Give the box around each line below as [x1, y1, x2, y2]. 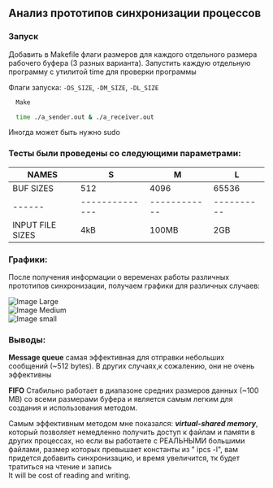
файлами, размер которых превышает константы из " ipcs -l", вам [8, 445, 238, 455]
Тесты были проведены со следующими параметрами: [8, 148, 241, 159]
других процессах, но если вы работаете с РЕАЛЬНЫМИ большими [8, 436, 245, 446]
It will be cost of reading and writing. [8, 471, 132, 481]
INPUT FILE [12, 219, 57, 230]
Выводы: [8, 333, 46, 345]
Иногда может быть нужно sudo [8, 128, 120, 137]
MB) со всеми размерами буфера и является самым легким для [8, 394, 233, 404]
